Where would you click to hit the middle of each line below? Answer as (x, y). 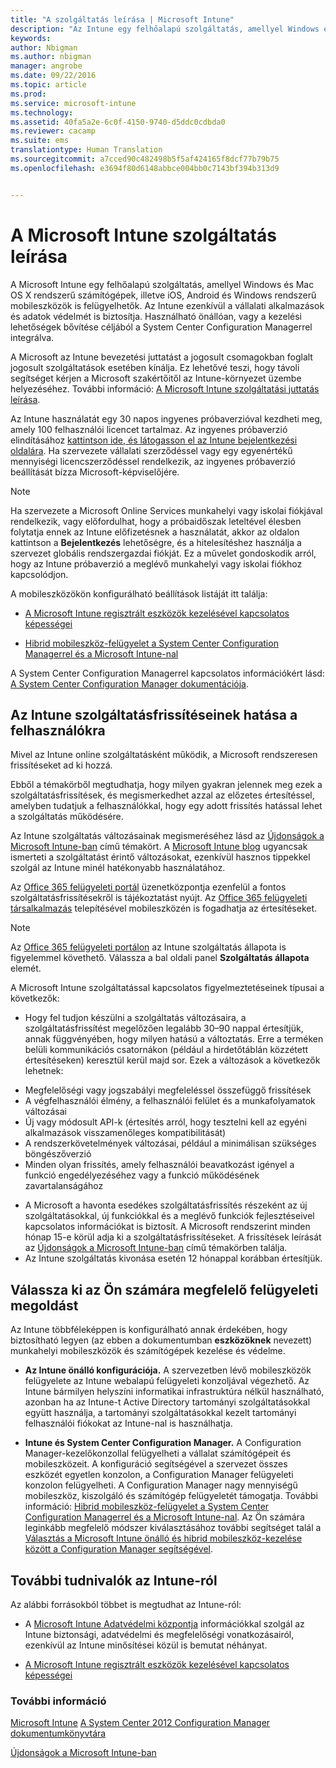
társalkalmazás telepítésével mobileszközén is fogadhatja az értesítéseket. (164, 908)
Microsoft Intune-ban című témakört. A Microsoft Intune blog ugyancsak (159, 847)
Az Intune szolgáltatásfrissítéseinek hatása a (154, 714)
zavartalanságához (64, 1186)
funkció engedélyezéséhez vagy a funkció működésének (142, 1175)
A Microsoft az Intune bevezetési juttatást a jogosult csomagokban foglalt (161, 357)
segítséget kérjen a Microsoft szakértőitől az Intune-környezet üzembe (156, 378)
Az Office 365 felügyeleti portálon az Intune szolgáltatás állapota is (148, 947)
